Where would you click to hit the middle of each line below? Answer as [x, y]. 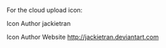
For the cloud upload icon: [45, 10]
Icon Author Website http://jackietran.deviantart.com [83, 37]
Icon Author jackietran [39, 23]
